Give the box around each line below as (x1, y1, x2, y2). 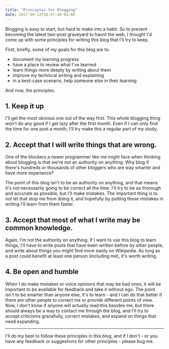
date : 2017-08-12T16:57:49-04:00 (5, 12, 75, 17)
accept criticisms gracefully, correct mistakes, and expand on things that (5, 313, 156, 319)
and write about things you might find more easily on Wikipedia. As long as (5, 247, 160, 253)
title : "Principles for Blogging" (5, 7, 78, 13)
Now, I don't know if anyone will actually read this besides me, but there (5, 302, 154, 308)
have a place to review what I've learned (12, 61, 97, 67)
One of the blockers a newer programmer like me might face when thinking (5, 154, 161, 160)
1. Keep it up (5, 102, 44, 110)
